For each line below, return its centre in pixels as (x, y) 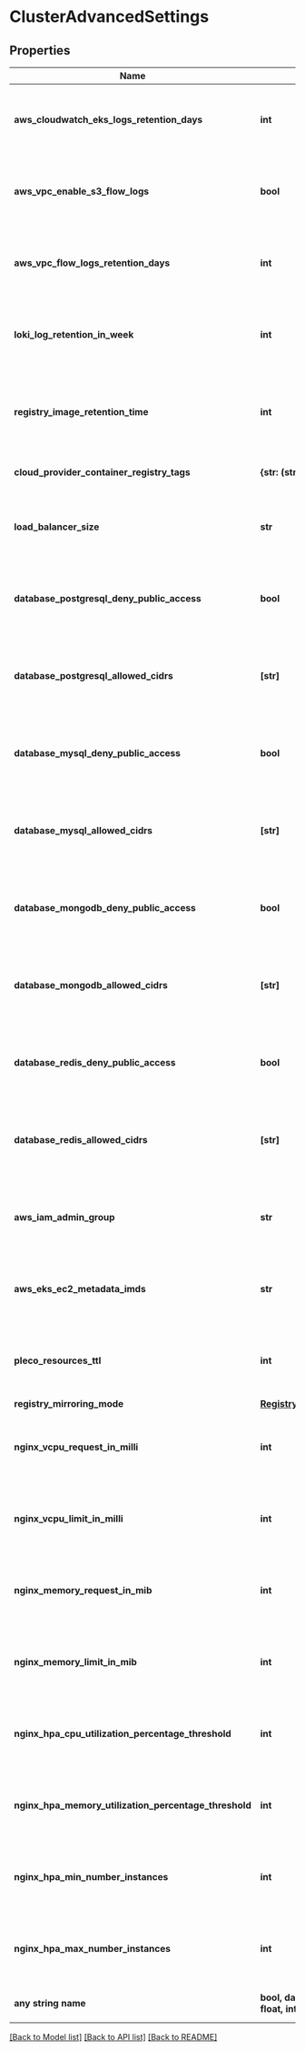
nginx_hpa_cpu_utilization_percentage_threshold (123, 1733)
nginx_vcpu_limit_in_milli (69, 1519)
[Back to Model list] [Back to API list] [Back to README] (113, 2037)
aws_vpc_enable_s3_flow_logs (82, 191)
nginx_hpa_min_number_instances (91, 1877)
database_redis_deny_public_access (95, 1062)
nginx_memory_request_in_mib (83, 1590)
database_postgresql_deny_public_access (108, 598)
